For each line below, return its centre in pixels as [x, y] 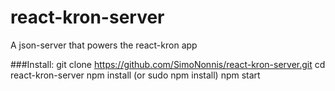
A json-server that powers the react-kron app [104, 45]
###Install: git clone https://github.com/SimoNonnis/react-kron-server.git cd [168, 64]
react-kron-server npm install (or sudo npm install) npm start [135, 75]
